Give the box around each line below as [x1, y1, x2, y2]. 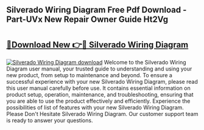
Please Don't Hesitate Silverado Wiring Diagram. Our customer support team [6, 111, 199, 117]
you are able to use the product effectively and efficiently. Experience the [6, 97, 191, 104]
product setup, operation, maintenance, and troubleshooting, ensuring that [6, 91, 194, 98]
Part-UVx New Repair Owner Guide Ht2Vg [6, 15, 169, 25]
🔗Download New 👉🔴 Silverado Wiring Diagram [6, 39, 189, 50]
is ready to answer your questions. [6, 117, 93, 124]
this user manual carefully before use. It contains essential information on [6, 84, 191, 92]
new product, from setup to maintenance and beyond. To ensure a [6, 72, 172, 78]
